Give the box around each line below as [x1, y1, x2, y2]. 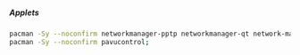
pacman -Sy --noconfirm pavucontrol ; [9, 37, 150, 46]
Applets [9, 7, 40, 18]
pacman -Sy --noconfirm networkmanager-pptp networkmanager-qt [9, 29, 250, 38]
